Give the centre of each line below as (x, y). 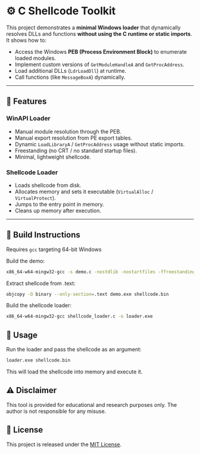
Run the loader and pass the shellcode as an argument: (74, 350)
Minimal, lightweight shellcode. (53, 157)
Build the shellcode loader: (39, 305)
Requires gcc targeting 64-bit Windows (54, 249)
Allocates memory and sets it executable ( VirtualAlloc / (84, 192)
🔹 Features (26, 102)
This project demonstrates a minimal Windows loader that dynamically (93, 27)
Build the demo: (26, 261)
